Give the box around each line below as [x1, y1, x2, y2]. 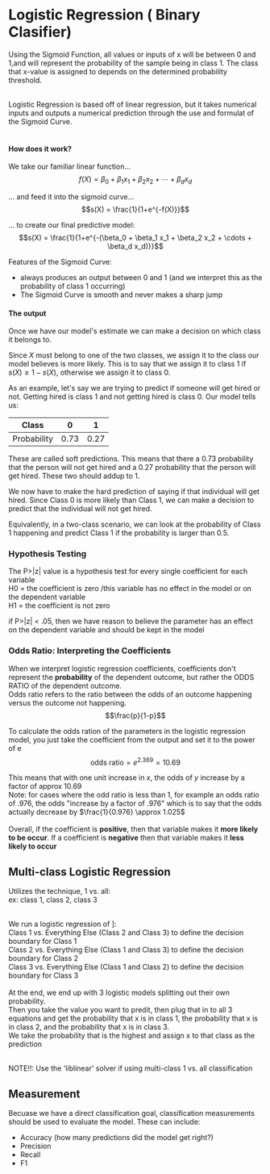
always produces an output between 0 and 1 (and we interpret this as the [19, 272, 263, 282]
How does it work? [8, 144, 73, 153]
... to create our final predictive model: [8, 220, 135, 229]
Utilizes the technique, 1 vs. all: [8, 887, 111, 896]
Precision [19, 1141, 52, 1151]
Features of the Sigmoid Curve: [8, 257, 113, 266]
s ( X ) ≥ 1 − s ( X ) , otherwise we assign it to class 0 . [8, 367, 171, 377]
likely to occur [8, 841, 57, 851]
